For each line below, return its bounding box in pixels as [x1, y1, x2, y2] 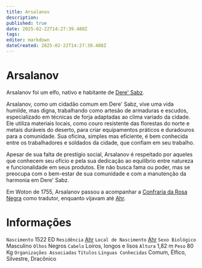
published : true [6, 20, 47, 26]
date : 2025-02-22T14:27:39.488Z [6, 25, 87, 32]
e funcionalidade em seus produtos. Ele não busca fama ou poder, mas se [6, 163, 191, 171]
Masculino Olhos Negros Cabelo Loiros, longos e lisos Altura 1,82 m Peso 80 [6, 242, 194, 249]
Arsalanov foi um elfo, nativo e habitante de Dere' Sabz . [6, 88, 145, 96]
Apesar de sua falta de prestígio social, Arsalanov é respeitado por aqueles [6, 151, 193, 158]
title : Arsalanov [6, 8, 50, 15]
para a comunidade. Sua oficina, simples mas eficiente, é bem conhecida [6, 132, 188, 140]
